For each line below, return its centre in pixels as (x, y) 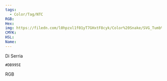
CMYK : (11, 33)
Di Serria (14, 56)
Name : (11, 42)
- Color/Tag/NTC (26, 14)
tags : (11, 10)
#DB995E (13, 65)
